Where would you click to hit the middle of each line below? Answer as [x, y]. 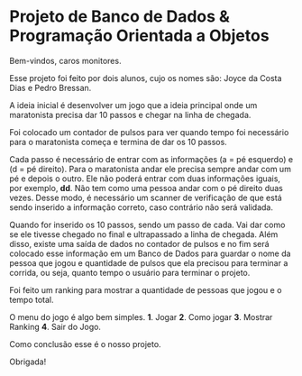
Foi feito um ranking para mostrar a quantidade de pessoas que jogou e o [146, 289]
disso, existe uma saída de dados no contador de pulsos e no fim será [139, 243]
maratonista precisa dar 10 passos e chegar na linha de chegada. [130, 115]
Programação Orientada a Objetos [139, 36]
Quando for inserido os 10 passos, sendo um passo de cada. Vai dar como [147, 225]
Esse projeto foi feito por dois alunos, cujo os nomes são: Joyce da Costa [146, 78]
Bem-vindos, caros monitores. [65, 60]
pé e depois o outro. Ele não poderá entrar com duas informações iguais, [145, 179]
